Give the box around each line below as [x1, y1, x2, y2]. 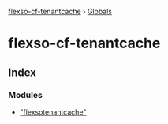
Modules [8, 89, 43, 100]
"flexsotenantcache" [19, 107, 87, 117]
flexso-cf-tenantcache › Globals [8, 7, 113, 16]
